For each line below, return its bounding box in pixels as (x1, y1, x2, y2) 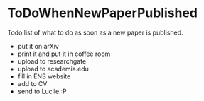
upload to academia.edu (17, 64, 89, 73)
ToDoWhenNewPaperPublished (7, 5, 198, 21)
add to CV (17, 79, 48, 88)
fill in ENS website (17, 72, 71, 81)
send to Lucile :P (17, 87, 67, 95)
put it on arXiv (17, 42, 59, 50)
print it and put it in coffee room (17, 49, 111, 58)
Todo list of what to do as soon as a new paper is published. (7, 28, 183, 37)
